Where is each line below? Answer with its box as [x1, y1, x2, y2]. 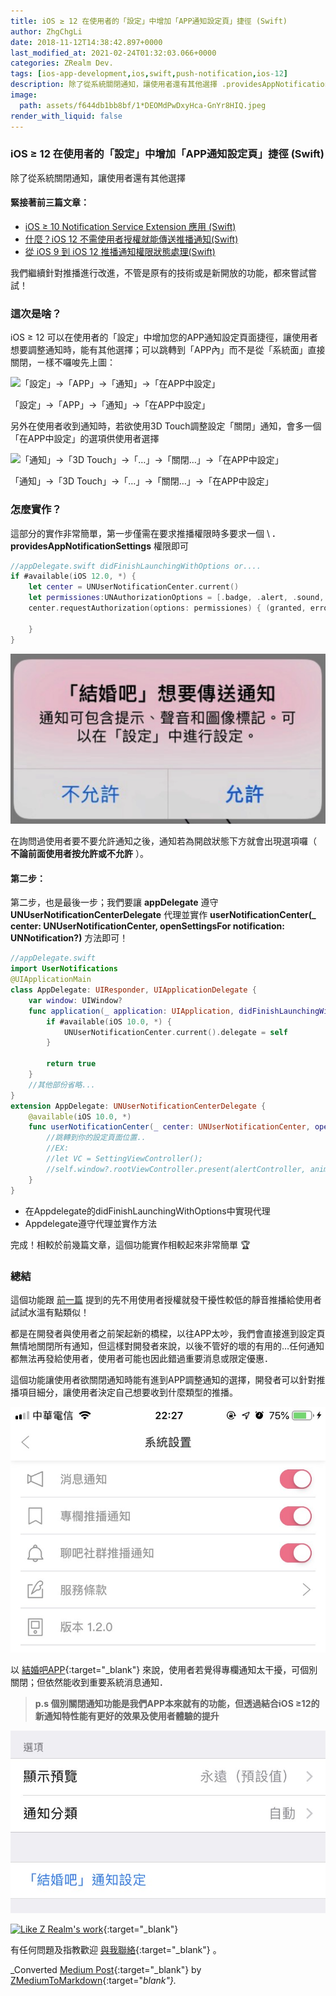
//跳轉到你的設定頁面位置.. [46, 1133, 147, 1143]
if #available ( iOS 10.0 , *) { [46, 1016, 172, 1027]
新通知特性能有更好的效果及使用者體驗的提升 [34, 1710, 220, 1722]
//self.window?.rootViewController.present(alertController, [46, 1164, 307, 1174]
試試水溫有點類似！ [10, 1306, 90, 1318]
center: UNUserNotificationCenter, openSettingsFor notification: [10, 920, 285, 932]
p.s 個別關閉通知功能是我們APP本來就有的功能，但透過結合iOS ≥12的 [34, 1698, 320, 1709]
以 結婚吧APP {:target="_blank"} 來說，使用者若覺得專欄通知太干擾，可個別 [10, 1664, 318, 1675]
